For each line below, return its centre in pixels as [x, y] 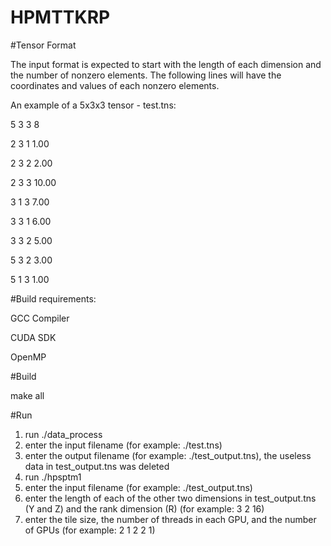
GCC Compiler [40, 318]
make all [27, 395]
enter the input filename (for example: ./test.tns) [123, 445]
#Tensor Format [43, 45]
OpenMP [28, 357]
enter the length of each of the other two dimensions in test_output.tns [170, 498]
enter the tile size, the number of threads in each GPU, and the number [170, 519]
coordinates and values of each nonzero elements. [115, 85]
